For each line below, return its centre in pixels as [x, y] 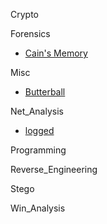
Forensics [30, 33]
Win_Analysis [38, 208]
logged [39, 130]
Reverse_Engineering [54, 169]
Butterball [45, 92]
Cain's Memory [56, 53]
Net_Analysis [37, 111]
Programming [38, 150]
